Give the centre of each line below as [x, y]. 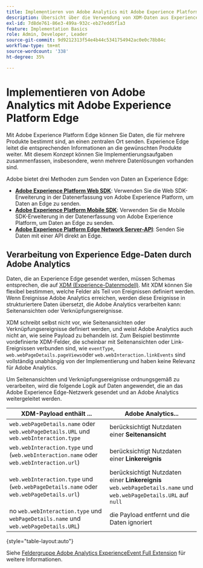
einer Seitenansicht [138, 435]
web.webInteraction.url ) [45, 463]
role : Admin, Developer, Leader [47, 35]
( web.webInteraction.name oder [53, 455]
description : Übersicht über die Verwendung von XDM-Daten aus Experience [102, 18]
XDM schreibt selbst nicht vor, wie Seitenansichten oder [76, 322]
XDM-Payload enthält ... [56, 414]
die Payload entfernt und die [150, 515]
